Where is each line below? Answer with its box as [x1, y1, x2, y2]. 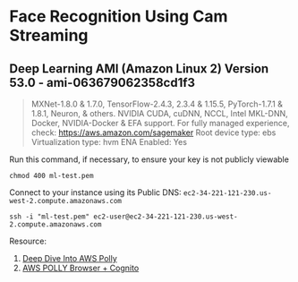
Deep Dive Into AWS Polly [21, 253, 118, 263]
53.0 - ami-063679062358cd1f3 [9, 74, 195, 90]
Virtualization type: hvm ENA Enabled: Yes [30, 137, 188, 147]
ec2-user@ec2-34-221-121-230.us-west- [93, 212, 239, 221]
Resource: [9, 235, 47, 246]
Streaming [9, 25, 89, 46]
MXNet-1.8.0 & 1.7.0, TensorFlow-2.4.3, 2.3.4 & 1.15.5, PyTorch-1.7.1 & [30, 98, 284, 109]
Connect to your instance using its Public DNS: [9, 187, 182, 198]
